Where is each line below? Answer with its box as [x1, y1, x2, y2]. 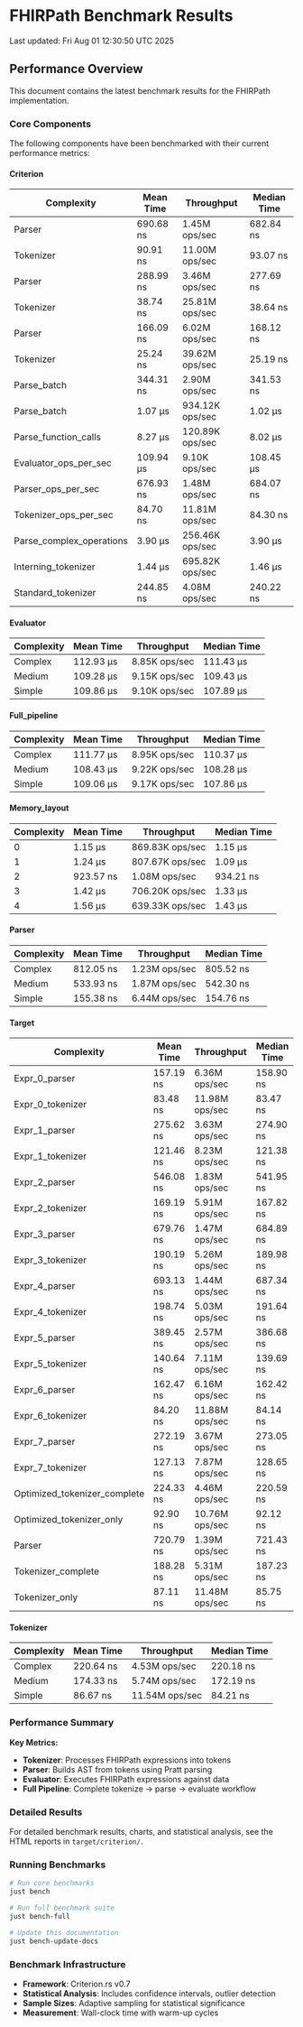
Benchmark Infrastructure [9, 1958, 126, 1970]
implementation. [9, 95, 69, 106]
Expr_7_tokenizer [14, 1461, 87, 1474]
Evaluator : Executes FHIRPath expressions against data [22, 1773, 230, 1784]
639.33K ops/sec [131, 899, 207, 912]
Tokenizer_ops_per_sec [14, 509, 115, 522]
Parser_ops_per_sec [14, 483, 100, 495]
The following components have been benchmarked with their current [9, 138, 269, 149]
